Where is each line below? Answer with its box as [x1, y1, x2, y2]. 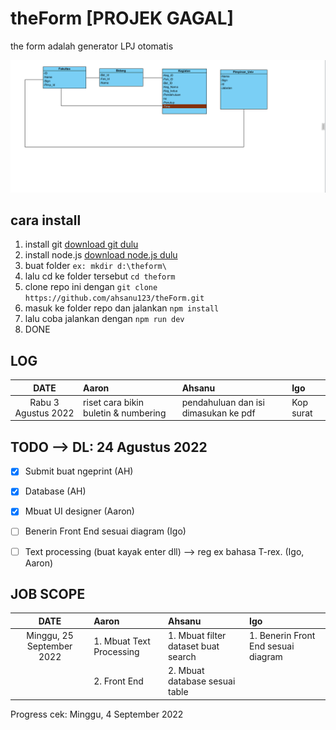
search [167, 651, 197, 663]
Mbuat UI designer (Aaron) [24, 505, 135, 517]
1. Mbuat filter [167, 630, 227, 642]
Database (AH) [24, 485, 87, 497]
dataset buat [167, 640, 220, 652]
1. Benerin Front [249, 630, 316, 642]
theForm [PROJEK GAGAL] [10, 7, 235, 30]
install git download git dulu [24, 238, 139, 251]
